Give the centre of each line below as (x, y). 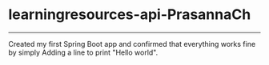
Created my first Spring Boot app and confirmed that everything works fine (132, 44)
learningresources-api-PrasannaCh (130, 15)
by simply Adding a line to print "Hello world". (83, 52)
